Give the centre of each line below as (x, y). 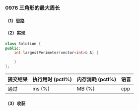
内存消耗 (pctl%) (97, 79)
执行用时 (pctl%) (52, 79)
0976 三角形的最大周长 (33, 7)
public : (13, 48)
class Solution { (23, 44)
